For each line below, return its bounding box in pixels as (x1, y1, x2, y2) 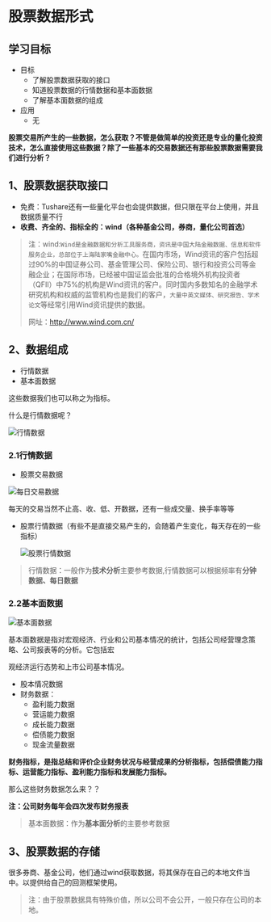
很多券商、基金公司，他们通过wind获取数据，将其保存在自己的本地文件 (8, 868, 244, 878)
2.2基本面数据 (8, 597, 63, 608)
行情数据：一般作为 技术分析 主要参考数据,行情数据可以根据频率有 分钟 (27, 565, 256, 575)
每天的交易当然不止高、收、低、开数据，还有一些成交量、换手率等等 (8, 503, 235, 513)
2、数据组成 (8, 343, 69, 356)
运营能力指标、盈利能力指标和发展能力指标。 (22, 767, 171, 777)
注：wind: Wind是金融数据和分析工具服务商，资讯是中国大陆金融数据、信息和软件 (27, 239, 261, 249)
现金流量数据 (31, 740, 75, 750)
